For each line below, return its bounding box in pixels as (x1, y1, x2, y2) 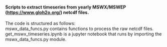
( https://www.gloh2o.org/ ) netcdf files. (5, 9, 89, 15)
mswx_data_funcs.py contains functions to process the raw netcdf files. (5, 25, 154, 32)
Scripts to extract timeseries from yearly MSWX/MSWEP (5, 4, 126, 10)
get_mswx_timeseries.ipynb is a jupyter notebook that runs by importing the (5, 31, 162, 37)
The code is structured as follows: (5, 20, 76, 26)
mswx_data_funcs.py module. (5, 36, 67, 42)
